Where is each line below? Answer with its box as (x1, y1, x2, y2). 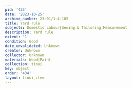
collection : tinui (5, 62, 42, 66)
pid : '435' (5, 7, 27, 12)
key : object (5, 66, 29, 71)
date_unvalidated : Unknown (5, 44, 60, 48)
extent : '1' (5, 35, 29, 40)
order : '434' (5, 71, 32, 76)
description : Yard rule (5, 30, 54, 35)
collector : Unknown (5, 52, 45, 58)
